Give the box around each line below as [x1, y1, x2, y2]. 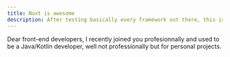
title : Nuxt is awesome [7, 9, 75, 17]
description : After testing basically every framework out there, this [7, 16, 216, 23]
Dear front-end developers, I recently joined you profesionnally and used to [7, 35, 220, 43]
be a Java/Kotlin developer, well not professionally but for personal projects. [7, 42, 222, 50]
